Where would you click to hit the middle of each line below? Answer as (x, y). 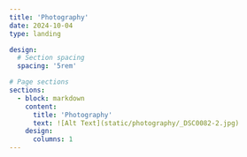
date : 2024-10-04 (41, 26)
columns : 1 (53, 139)
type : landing (35, 34)
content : (41, 107)
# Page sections (39, 82)
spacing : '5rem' (47, 66)
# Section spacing (51, 58)
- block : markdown (51, 98)
